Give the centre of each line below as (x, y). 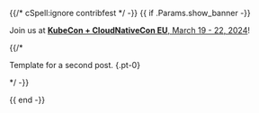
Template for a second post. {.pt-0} (75, 65)
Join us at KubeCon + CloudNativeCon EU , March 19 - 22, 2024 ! (129, 30)
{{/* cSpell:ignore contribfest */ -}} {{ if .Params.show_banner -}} (130, 13)
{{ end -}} (27, 100)
